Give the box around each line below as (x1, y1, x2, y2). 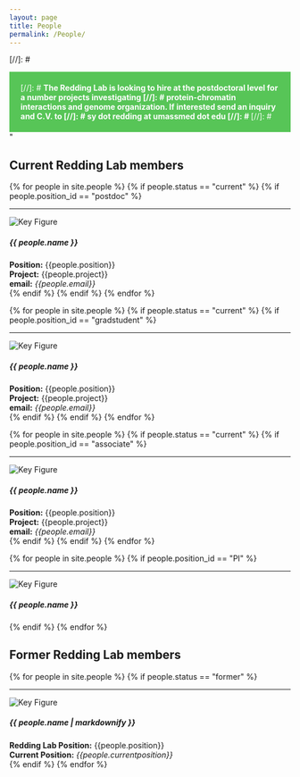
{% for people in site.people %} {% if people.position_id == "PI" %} (9, 553, 257, 564)
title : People (9, 21, 62, 30)
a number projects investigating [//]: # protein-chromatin (21, 92, 237, 103)
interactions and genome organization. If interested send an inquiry (21, 102, 277, 113)
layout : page (9, 13, 58, 22)
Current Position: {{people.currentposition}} (9, 749, 173, 760)
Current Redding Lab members (9, 157, 185, 172)
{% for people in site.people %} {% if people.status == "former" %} (9, 671, 258, 681)
